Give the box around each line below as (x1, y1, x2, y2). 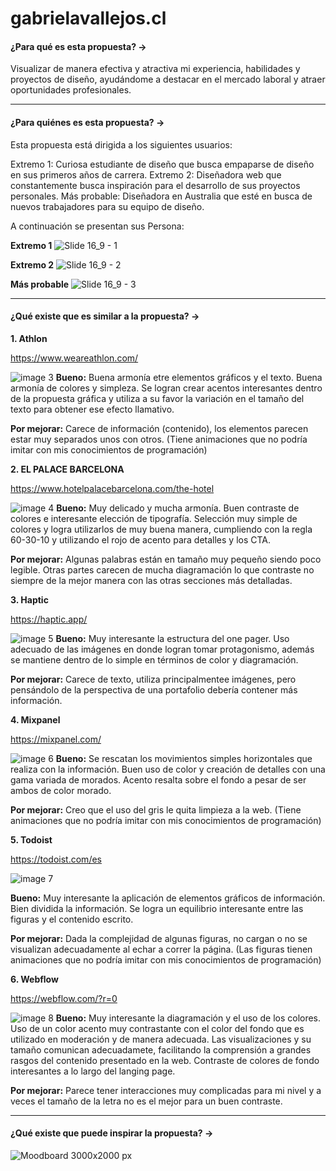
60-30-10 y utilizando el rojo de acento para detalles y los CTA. (10, 533, 272, 546)
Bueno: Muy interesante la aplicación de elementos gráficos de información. (10, 892, 326, 904)
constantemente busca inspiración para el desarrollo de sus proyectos (10, 179, 301, 191)
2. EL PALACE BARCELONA (10, 463, 125, 475)
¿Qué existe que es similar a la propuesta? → (10, 310, 200, 322)
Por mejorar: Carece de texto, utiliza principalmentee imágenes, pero (10, 673, 297, 685)
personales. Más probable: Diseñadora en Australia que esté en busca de (10, 190, 313, 202)
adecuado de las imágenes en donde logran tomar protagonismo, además (10, 643, 315, 655)
